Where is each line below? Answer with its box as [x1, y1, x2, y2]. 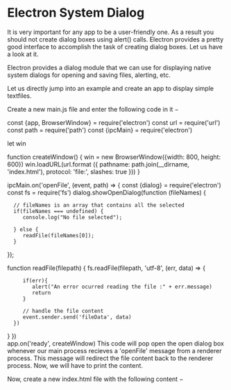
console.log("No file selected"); [22, 214, 123, 221]
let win [7, 139, 26, 147]
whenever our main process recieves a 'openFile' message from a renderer [7, 346, 222, 355]
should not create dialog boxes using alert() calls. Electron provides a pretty [7, 35, 224, 43]
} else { [13, 226, 39, 233]
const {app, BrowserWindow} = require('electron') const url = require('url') [7, 118, 221, 126]
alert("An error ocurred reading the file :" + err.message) [32, 283, 213, 290]
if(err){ [22, 277, 49, 284]
